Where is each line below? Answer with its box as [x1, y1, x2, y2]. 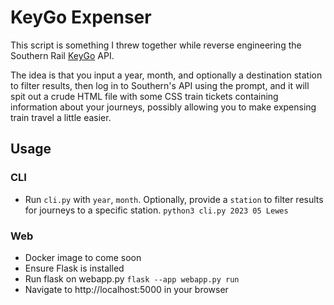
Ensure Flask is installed [24, 262, 125, 274]
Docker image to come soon [24, 251, 142, 263]
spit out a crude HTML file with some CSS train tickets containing [10, 90, 279, 102]
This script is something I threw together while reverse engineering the [10, 39, 302, 51]
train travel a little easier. [10, 111, 112, 123]
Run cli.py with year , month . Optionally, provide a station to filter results [24, 193, 324, 205]
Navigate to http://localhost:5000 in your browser [24, 283, 229, 295]
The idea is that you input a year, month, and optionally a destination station [10, 69, 323, 81]
